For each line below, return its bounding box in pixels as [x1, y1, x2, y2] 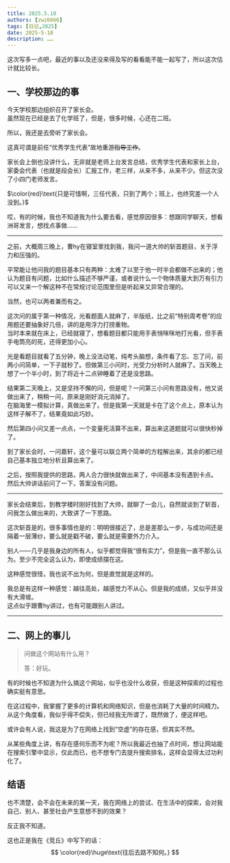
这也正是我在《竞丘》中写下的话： [7, 836, 103, 844]
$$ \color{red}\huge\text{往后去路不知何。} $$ [50, 848, 180, 856]
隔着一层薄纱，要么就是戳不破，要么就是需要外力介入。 [7, 531, 163, 540]
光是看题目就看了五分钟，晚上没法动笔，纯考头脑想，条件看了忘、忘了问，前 [7, 352, 223, 360]
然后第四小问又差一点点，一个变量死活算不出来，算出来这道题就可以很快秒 [7, 424, 217, 433]
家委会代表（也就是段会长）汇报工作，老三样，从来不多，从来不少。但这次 [7, 166, 217, 174]
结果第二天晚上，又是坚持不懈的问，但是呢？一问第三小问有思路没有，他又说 [7, 384, 223, 392]
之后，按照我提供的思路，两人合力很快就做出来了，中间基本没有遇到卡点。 [7, 470, 217, 479]
